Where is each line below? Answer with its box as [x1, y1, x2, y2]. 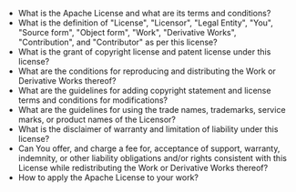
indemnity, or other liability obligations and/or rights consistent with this [17, 153, 287, 163]
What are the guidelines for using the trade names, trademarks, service [17, 105, 286, 115]
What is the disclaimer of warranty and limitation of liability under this [17, 124, 279, 135]
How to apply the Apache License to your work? [17, 172, 199, 183]
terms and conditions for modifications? [17, 95, 168, 106]
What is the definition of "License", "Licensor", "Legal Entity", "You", [17, 17, 273, 28]
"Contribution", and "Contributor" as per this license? [17, 36, 218, 47]
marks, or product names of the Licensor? [17, 114, 176, 125]
